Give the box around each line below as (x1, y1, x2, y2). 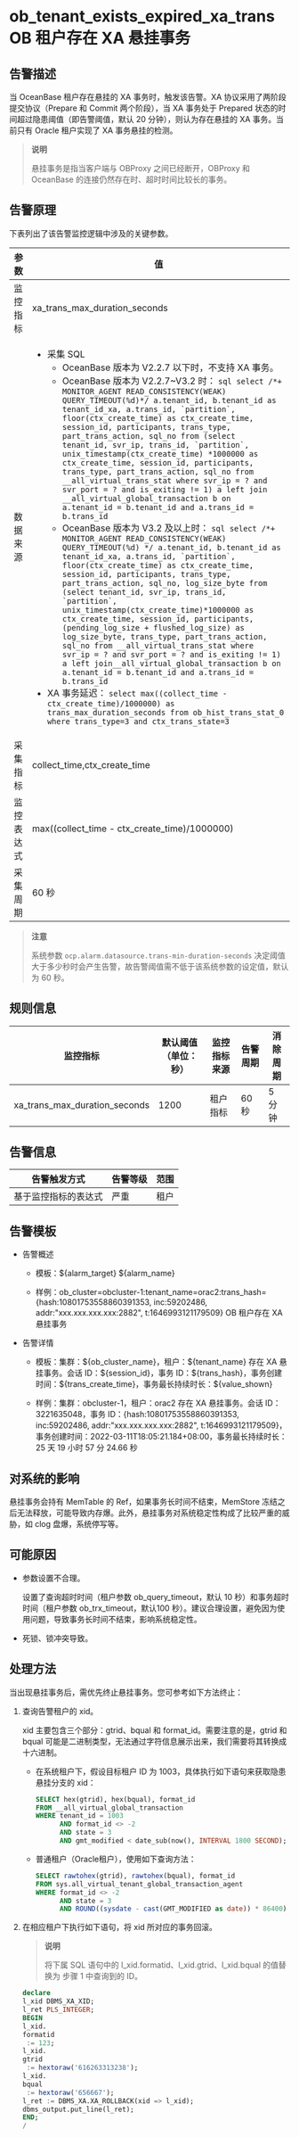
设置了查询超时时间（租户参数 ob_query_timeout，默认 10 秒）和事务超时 (21, 1591, 289, 1602)
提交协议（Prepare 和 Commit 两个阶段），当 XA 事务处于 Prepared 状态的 (9, 103, 279, 113)
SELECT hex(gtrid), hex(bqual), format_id (35, 1795, 196, 1803)
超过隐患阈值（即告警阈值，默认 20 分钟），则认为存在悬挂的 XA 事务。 (16, 114, 277, 124)
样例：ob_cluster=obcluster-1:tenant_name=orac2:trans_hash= (35, 1287, 267, 1298)
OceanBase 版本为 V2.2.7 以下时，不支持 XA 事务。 (61, 361, 279, 374)
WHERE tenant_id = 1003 (35, 1811, 125, 1820)
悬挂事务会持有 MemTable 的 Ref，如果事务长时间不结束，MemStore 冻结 (9, 1497, 279, 1507)
